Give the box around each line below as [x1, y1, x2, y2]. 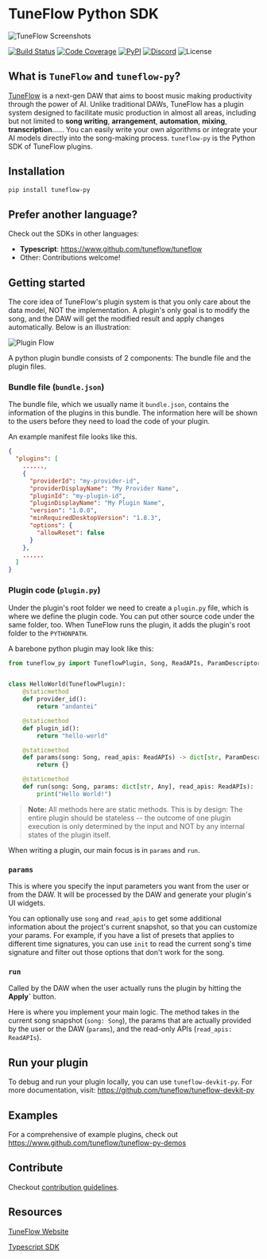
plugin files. [8, 362, 46, 371]
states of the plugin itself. [27, 830, 111, 839]
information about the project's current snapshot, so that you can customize [8, 922, 257, 932]
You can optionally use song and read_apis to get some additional [8, 913, 222, 924]
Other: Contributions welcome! [19, 252, 121, 263]
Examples [8, 1108, 58, 1122]
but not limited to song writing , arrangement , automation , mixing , [8, 116, 228, 126]
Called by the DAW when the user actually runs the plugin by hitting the [8, 983, 242, 993]
